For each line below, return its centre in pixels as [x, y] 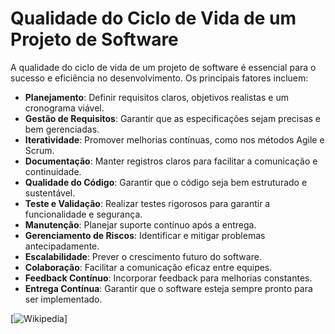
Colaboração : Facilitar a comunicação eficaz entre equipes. [148, 267]
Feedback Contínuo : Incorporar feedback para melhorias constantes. [168, 278]
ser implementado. [63, 299]
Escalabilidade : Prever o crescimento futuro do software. [143, 256]
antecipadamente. [62, 246]
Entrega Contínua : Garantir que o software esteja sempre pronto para [168, 288]
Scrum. [39, 150]
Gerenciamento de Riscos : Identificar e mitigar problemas [145, 235]
